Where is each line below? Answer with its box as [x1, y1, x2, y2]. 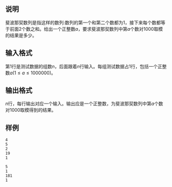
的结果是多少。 [5, 32, 37, 38]
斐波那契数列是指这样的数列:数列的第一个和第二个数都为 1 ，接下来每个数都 [5, 19, 161, 26]
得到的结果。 [29, 107, 56, 113]
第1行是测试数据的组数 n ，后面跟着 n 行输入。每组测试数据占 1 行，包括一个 [5, 63, 158, 69]
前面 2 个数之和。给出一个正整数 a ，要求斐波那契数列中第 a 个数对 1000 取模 [9, 26, 163, 32]
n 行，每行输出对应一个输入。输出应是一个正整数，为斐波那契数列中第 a [5, 100, 155, 107]
